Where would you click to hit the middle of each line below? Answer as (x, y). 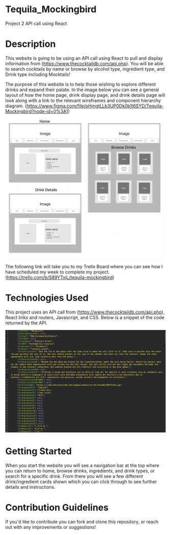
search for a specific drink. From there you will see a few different (74, 476)
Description (31, 44)
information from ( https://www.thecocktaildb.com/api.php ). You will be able (84, 63)
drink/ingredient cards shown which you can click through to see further (81, 482)
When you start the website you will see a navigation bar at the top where (82, 465)
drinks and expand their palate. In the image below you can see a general (82, 90)
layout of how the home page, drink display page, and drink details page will (85, 95)
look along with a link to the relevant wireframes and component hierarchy (83, 100)
